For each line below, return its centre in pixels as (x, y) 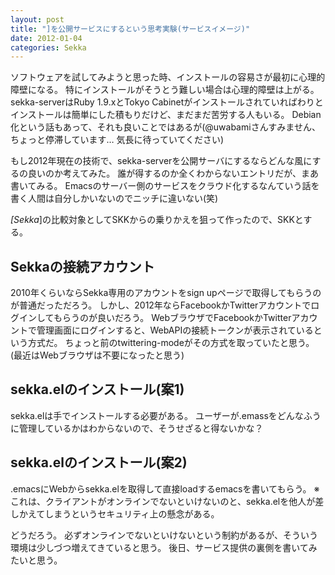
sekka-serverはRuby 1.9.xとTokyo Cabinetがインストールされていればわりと (167, 102)
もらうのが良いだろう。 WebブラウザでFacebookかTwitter (172, 318)
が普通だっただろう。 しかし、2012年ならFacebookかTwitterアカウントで (161, 305)
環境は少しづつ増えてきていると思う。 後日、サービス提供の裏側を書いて (159, 547)
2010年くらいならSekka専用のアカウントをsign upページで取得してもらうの (166, 293)
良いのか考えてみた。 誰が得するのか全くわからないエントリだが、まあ (173, 173)
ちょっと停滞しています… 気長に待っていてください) (117, 140)
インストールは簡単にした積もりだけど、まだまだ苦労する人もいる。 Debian (166, 115)
